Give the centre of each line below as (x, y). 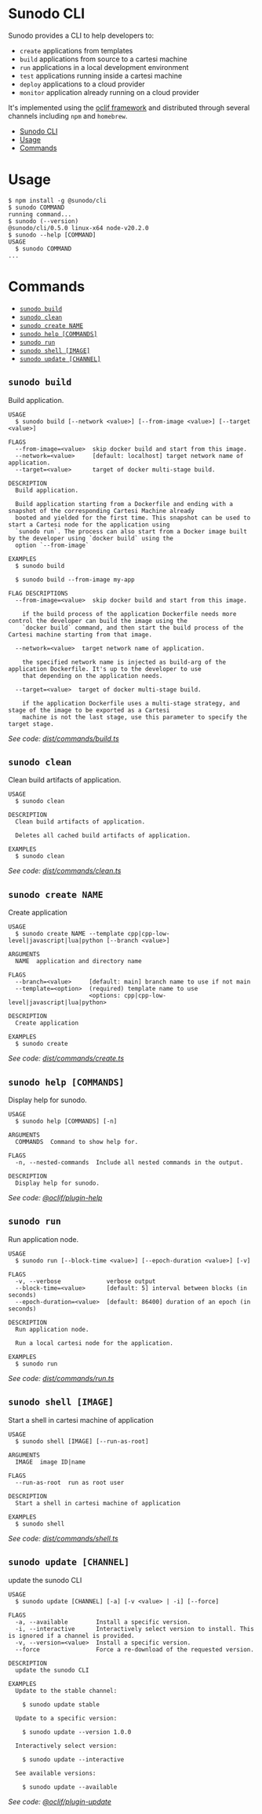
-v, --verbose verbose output (86, 1281)
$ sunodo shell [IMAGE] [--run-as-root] (82, 1441)
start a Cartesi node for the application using (89, 524)
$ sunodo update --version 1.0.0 (77, 1732)
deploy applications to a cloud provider (82, 84)
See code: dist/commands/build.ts (64, 738)
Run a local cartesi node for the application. (95, 1343)
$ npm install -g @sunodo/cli (58, 200)
